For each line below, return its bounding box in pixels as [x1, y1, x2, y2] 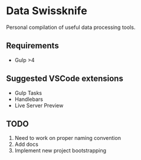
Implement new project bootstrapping [14, 147, 107, 154]
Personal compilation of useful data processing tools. [6, 24, 136, 31]
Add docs [14, 141, 38, 148]
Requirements [6, 41, 59, 51]
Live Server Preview [14, 102, 64, 109]
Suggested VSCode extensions [6, 74, 124, 84]
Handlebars [14, 96, 43, 103]
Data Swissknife [6, 4, 87, 18]
